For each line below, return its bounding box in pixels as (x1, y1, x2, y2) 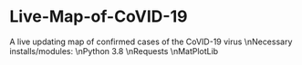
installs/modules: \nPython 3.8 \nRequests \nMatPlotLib (9, 45, 219, 56)
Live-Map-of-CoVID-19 (9, 6, 188, 27)
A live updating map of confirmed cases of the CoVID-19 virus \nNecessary (9, 36, 293, 47)
